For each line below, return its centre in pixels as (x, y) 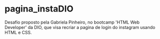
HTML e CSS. (18, 32)
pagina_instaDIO (39, 9)
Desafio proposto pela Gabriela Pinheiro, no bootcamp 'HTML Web (72, 22)
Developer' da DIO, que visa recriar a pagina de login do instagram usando (80, 27)
